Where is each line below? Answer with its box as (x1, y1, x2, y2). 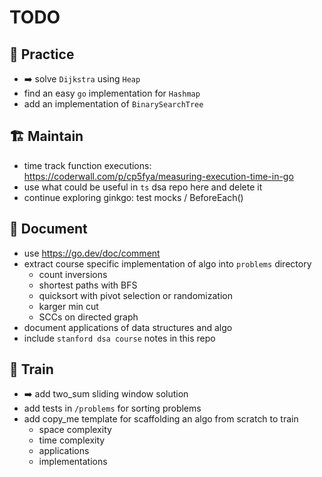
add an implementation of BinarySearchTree (23, 98, 204, 110)
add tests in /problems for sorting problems (23, 402, 202, 415)
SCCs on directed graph (38, 311, 139, 323)
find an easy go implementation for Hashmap (23, 87, 201, 99)
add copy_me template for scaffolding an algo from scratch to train (23, 413, 299, 425)
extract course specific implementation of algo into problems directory (23, 257, 312, 270)
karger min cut (38, 300, 99, 312)
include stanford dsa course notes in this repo (23, 332, 216, 344)
